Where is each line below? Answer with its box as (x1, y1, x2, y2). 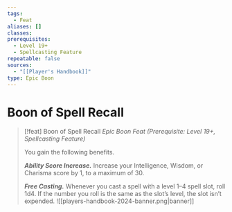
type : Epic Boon (7, 74, 54, 82)
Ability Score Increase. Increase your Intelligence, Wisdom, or (24, 161, 204, 170)
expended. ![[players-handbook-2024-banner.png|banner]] (24, 197, 195, 205)
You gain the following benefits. (24, 148, 115, 157)
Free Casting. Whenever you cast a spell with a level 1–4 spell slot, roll (24, 182, 226, 191)
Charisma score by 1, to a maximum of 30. (24, 169, 145, 177)
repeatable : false (7, 55, 60, 62)
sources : (7, 62, 33, 69)
